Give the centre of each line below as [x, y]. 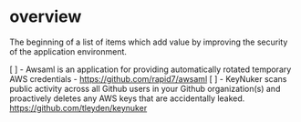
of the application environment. [68, 51]
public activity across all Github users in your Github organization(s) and [145, 88]
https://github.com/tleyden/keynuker [78, 107]
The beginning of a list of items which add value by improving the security [149, 42]
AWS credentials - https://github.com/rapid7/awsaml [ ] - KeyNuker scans [148, 78]
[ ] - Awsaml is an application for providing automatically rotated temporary [150, 69]
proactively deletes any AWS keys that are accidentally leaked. [127, 98]
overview [46, 17]
